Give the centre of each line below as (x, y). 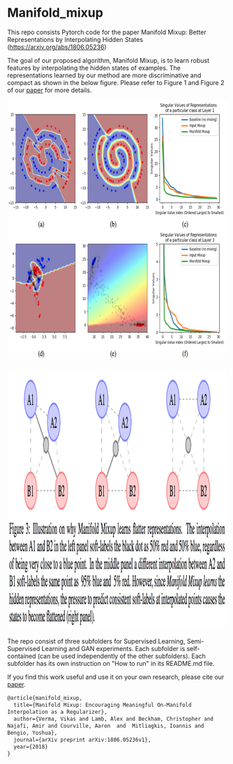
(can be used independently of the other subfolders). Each (121, 656)
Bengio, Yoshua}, (32, 733)
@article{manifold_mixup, (45, 698)
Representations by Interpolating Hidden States (75, 39)
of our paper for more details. (50, 90)
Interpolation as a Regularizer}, (58, 712)
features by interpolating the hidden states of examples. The (94, 68)
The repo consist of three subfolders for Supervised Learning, (96, 641)
